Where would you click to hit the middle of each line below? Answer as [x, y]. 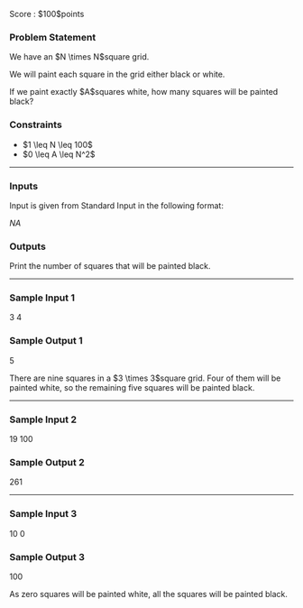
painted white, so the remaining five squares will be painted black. [132, 387]
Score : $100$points [47, 14]
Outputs [28, 246]
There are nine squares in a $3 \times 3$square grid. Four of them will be [145, 378]
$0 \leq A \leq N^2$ [59, 154]
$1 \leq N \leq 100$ [57, 144]
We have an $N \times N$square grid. [79, 57]
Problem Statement [53, 37]
